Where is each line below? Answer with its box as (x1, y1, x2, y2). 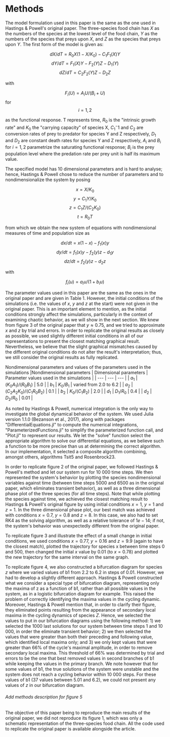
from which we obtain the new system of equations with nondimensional (5, 225, 156, 231)
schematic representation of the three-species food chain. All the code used (5, 720, 164, 726)
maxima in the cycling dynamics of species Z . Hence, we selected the (5, 613, 151, 619)
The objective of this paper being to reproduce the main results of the (5, 709, 151, 716)
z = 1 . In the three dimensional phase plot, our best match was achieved (5, 507, 155, 513)
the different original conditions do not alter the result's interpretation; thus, (5, 349, 162, 355)
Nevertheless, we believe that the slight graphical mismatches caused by (5, 343, 158, 350)
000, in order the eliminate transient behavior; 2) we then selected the (5, 628, 151, 635)
